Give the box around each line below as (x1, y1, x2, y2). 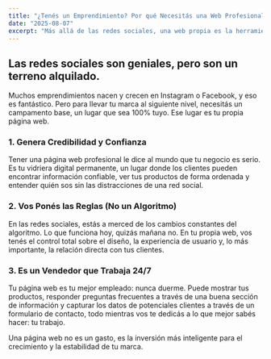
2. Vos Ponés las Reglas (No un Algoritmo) (8, 201, 177, 212)
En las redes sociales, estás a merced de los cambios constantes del (8, 219, 237, 228)
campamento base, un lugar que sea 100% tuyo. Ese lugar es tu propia (8, 108, 244, 118)
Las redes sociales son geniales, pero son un (8, 56, 238, 70)
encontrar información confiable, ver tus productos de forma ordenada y (8, 172, 250, 182)
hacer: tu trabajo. (8, 318, 66, 328)
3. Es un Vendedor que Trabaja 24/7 (8, 265, 152, 276)
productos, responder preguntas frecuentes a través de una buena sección (8, 292, 258, 302)
